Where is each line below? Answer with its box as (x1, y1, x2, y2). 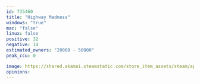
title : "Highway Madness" (6, 14, 70, 20)
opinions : (6, 69, 31, 75)
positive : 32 (6, 36, 39, 42)
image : (6, 63, 23, 69)
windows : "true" (6, 20, 46, 25)
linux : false (6, 31, 39, 37)
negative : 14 (6, 42, 39, 48)
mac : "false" (6, 25, 39, 31)
